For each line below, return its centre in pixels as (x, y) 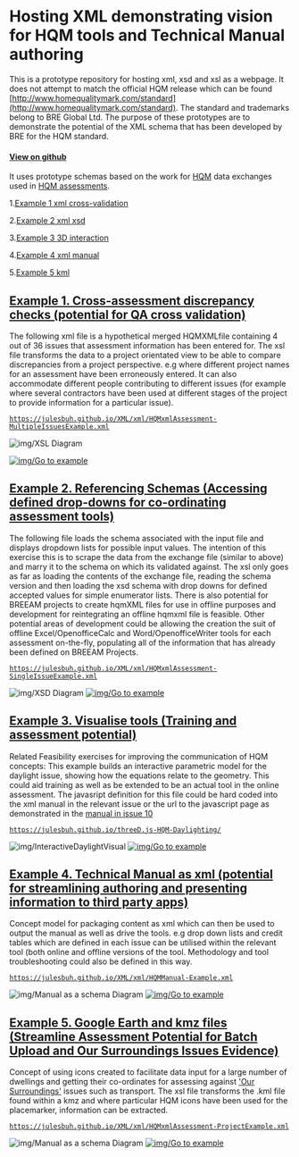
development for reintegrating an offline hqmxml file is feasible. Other (137, 614)
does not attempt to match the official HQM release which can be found (141, 88)
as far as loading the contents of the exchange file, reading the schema (140, 576)
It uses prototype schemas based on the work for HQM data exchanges (141, 177)
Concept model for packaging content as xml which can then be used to (142, 924)
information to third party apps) (99, 902)
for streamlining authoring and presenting (129, 888)
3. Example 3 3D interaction (59, 238)
